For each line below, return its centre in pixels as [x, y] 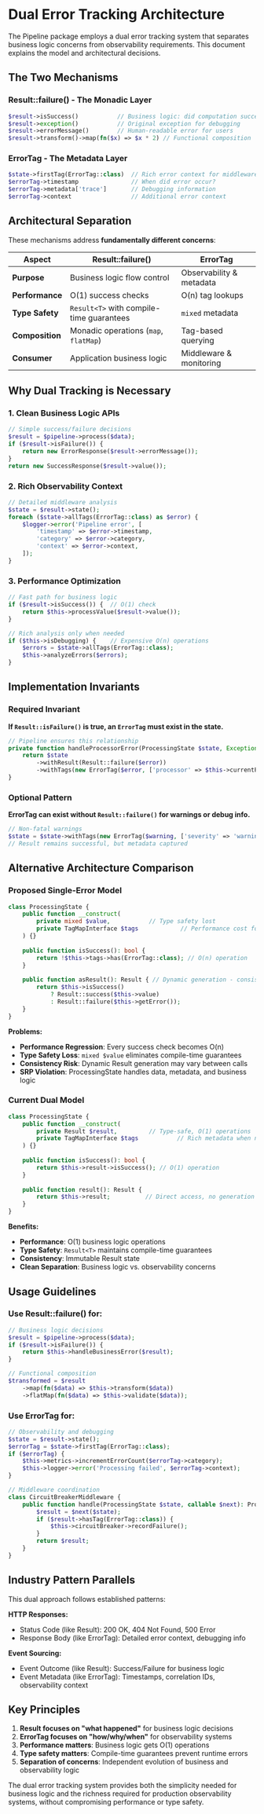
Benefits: [24, 1226]
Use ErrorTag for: [42, 1416]
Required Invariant [44, 709]
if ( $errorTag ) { [37, 1454]
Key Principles [44, 1710]
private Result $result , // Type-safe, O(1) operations [144, 1131]
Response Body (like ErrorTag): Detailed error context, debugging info [132, 1638]
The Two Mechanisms [63, 77]
